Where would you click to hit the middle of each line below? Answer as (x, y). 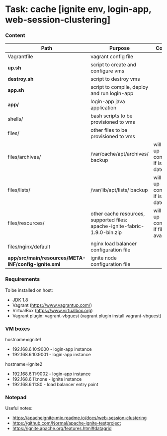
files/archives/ (24, 157)
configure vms (108, 71)
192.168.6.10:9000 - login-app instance (52, 349)
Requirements (23, 279)
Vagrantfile (20, 57)
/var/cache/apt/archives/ (120, 154)
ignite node (104, 258)
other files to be (109, 130)
